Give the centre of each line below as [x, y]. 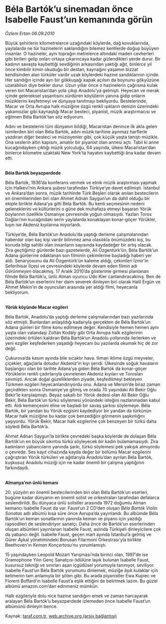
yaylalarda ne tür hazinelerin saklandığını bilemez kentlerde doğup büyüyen [82, 48]
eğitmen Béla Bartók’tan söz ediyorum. [45, 117]
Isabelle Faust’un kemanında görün [79, 20]
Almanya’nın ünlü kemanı [32, 483]
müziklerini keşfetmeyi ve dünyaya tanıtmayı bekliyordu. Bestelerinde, [76, 101]
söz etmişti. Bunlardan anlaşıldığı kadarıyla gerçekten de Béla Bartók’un [78, 322]
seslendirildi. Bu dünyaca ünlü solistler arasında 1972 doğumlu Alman [76, 502]
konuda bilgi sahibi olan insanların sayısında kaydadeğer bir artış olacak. [79, 245]
